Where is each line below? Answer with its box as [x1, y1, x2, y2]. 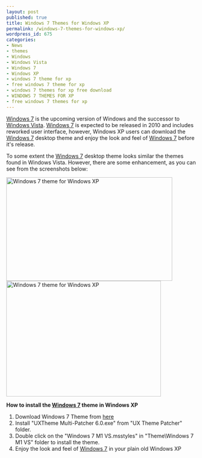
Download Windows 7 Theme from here [14, 413, 115, 420]
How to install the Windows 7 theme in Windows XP [6, 401, 139, 409]
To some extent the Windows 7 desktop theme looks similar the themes [6, 152, 184, 160]
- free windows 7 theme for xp [6, 82, 85, 88]
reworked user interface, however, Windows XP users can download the [6, 128, 186, 135]
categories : [6, 37, 36, 43]
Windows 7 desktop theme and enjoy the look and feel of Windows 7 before [6, 134, 195, 142]
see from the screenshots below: [6, 165, 89, 172]
